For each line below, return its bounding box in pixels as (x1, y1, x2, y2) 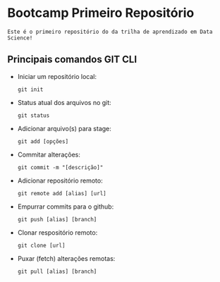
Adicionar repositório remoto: (17, 176, 104, 185)
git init (17, 86, 44, 93)
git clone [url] (17, 242, 66, 249)
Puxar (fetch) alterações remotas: (17, 254, 116, 262)
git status (17, 111, 50, 119)
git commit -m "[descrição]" (17, 164, 104, 171)
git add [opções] (17, 137, 69, 145)
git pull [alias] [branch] (17, 268, 97, 275)
